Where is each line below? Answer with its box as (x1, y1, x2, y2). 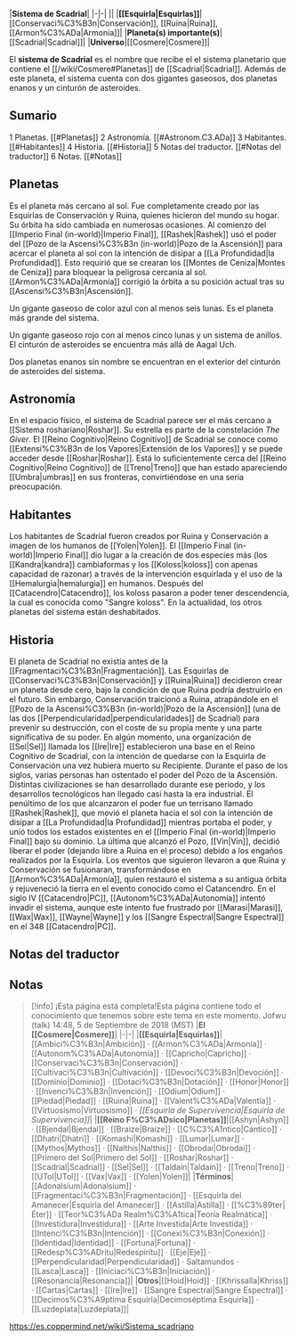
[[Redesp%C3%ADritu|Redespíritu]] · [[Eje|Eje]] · (30, 1247, 211, 1258)
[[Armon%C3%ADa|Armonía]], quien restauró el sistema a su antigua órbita (9, 874, 287, 885)
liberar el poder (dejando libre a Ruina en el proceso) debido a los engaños (9, 846, 283, 856)
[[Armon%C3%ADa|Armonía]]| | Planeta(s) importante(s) (9, 28, 221, 37)
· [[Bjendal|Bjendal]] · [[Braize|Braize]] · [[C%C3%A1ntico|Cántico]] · (30, 1123, 282, 1135)
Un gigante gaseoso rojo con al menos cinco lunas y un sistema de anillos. (9, 330, 283, 340)
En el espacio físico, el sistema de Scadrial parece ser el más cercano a (9, 415, 272, 426)
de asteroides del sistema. (9, 365, 106, 376)
